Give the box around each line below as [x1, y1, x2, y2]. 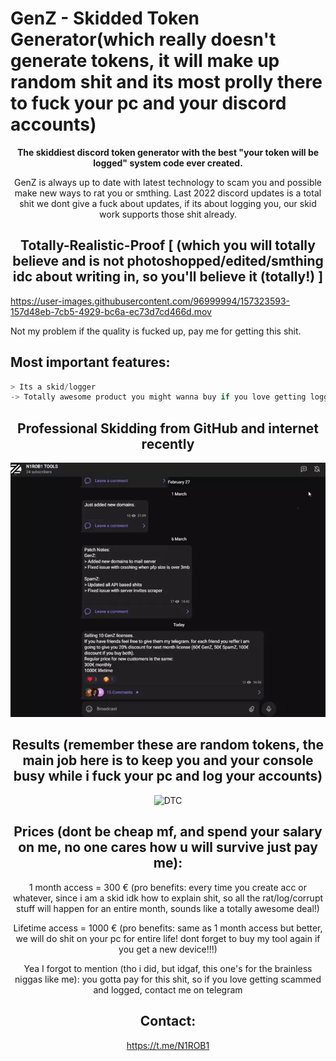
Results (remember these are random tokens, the [11, 737, 325, 754]
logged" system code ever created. [93, 157, 243, 169]
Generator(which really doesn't [10, 28, 277, 51]
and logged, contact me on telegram [93, 983, 243, 996]
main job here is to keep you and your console [22, 752, 314, 769]
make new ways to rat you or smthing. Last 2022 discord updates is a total [14, 187, 322, 199]
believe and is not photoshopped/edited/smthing [12, 253, 324, 270]
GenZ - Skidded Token [10, 7, 200, 30]
